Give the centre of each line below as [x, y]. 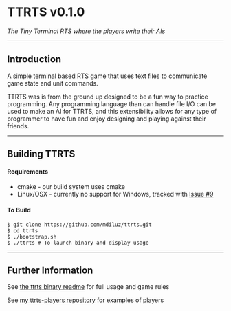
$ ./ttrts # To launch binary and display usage [78, 243]
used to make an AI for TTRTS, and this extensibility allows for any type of [112, 111]
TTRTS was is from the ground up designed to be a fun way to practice [108, 97]
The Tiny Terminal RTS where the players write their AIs [86, 31]
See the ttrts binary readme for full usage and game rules [88, 287]
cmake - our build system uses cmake [71, 187]
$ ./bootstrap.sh [32, 237]
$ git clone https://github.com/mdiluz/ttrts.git [80, 225]
